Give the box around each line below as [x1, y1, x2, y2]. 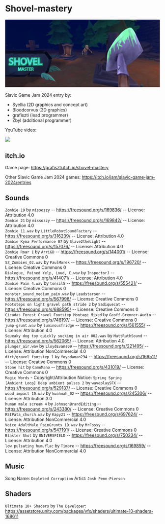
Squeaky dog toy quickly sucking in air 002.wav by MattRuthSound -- [5, 333, 148, 338]
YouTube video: [5, 127, 37, 133]
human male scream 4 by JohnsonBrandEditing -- [5, 401, 102, 407]
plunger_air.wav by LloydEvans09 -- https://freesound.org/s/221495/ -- [5, 343, 149, 349]
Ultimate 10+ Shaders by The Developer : [5, 503, 87, 509]
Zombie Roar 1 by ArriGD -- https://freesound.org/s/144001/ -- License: [5, 249, 149, 255]
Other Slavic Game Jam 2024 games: [5, 174, 81, 180]
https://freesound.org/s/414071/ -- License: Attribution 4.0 [5, 275, 123, 281]
